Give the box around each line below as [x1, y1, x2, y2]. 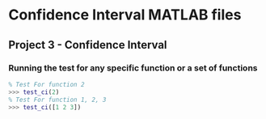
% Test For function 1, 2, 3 [8, 96, 107, 104]
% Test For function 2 [8, 80, 85, 88]
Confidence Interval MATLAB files [8, 6, 242, 24]
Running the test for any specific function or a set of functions [8, 62, 258, 74]
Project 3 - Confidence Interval [8, 38, 167, 52]
